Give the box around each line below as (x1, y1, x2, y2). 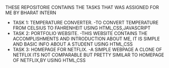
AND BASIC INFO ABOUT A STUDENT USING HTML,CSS (12, 41, 133, 47)
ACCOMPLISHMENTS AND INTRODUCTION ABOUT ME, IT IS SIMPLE (12, 36, 160, 42)
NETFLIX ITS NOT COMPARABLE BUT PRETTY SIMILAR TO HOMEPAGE (12, 52, 164, 58)
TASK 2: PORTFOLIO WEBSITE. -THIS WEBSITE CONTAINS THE (12, 30, 147, 36)
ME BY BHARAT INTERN (5, 10, 56, 16)
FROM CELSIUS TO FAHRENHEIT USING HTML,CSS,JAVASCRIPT (12, 25, 151, 31)
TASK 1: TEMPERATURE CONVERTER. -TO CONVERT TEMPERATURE (12, 20, 159, 25)
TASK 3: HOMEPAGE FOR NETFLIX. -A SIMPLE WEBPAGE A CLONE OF (12, 47, 162, 52)
